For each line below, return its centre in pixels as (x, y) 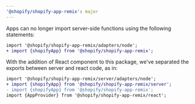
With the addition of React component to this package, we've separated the (97, 62)
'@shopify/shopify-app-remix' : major (52, 11)
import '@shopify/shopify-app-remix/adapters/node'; (72, 45)
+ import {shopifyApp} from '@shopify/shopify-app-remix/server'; (89, 85)
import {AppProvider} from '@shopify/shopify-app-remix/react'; (86, 95)
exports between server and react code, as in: (62, 68)
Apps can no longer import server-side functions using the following (89, 28)
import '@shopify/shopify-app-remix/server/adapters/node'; (81, 79)
